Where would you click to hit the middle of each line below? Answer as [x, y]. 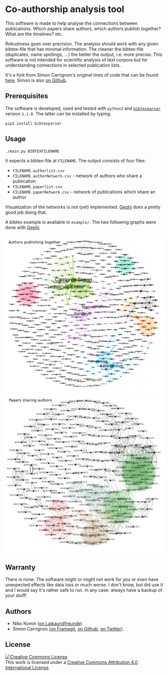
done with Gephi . [23, 227]
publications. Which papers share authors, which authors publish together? [83, 28]
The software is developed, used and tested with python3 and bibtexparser [83, 108]
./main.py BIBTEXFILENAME [32, 151]
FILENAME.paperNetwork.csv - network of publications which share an [84, 192]
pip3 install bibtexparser [33, 124]
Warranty [20, 567]
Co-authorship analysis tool [65, 9]
